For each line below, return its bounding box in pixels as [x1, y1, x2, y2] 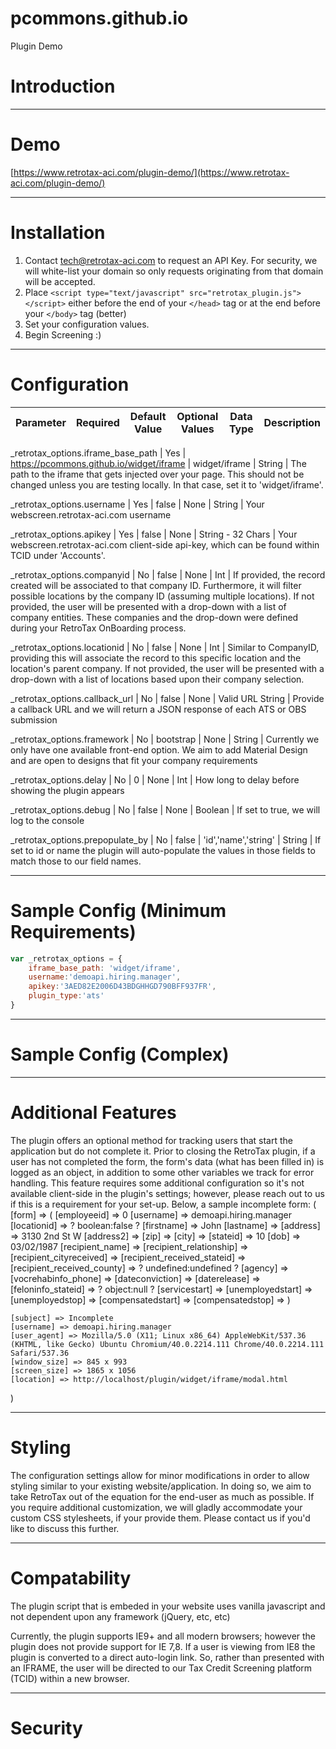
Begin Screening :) [24, 328, 102, 341]
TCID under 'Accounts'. [10, 549, 106, 561]
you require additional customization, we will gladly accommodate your [10, 1501, 303, 1513]
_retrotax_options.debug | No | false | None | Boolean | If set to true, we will [10, 803, 321, 816]
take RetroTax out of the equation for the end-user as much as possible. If [10, 1490, 315, 1502]
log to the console [10, 814, 85, 826]
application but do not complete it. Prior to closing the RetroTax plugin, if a [10, 1145, 316, 1157]
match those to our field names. [10, 855, 142, 867]
